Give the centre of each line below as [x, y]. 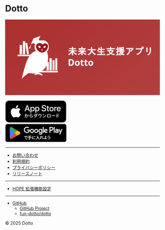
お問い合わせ [25, 155]
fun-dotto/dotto [35, 213]
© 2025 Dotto [19, 223]
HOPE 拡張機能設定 [32, 188]
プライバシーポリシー [34, 167]
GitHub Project [34, 208]
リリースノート [27, 173]
